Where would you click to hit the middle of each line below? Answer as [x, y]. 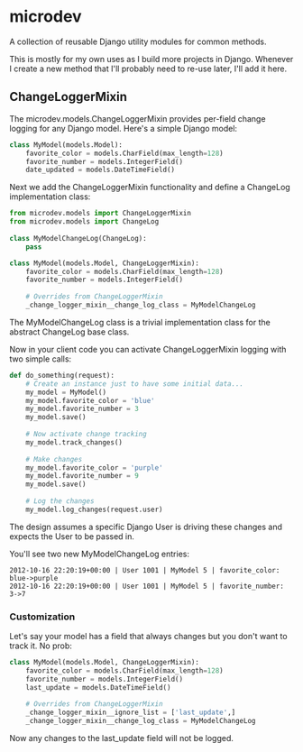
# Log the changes [60, 501]
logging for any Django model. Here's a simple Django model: [123, 128]
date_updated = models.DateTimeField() [101, 170]
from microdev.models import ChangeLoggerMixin [101, 214]
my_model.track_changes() [74, 442]
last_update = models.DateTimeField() [98, 687]
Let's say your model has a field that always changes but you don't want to [148, 637]
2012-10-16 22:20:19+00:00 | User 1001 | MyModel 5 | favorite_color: [145, 570]
